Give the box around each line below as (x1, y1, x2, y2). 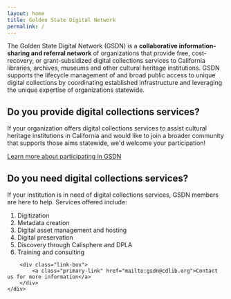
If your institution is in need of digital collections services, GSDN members (7, 191, 219, 199)
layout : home (7, 10, 45, 17)
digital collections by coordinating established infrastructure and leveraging (7, 79, 223, 87)
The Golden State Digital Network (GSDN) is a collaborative (7, 42, 178, 50)
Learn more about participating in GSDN (7, 153, 122, 161)
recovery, (7, 57, 35, 65)
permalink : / (7, 23, 45, 30)
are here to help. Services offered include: (7, 198, 127, 206)
